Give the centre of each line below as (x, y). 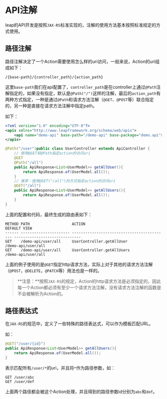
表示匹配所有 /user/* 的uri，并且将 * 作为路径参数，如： (60, 368)
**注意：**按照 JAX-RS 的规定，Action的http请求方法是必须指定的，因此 (89, 281)
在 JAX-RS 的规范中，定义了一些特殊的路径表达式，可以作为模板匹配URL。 (79, 324)
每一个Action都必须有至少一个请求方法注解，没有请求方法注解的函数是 (89, 287)
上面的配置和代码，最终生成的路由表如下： (49, 214)
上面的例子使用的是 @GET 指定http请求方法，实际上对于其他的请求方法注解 (79, 264)
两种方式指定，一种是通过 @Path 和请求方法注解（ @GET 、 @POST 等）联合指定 (80, 99)
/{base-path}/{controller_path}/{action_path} (54, 77)
